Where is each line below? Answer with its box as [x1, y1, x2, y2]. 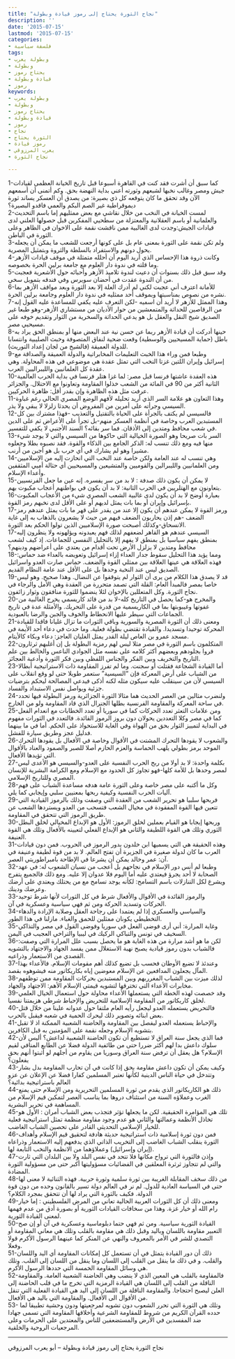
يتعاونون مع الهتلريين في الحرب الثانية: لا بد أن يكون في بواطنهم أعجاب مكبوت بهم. [8, 483, 222, 492]
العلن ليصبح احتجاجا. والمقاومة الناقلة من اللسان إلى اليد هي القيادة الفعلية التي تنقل [8, 1286, 225, 1294]
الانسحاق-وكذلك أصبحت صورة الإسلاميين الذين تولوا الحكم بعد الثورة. [8, 520, 187, 529]
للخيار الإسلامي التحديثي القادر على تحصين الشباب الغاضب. [8, 1122, 160, 1130]
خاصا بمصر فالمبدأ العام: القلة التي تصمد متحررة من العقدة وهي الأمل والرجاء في [8, 580, 218, 588]
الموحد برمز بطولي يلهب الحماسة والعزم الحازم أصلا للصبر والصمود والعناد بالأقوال [8, 743, 220, 752]
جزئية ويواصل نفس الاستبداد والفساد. [8, 683, 104, 692]
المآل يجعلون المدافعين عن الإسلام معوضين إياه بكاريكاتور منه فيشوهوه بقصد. [8, 966, 208, 974]
